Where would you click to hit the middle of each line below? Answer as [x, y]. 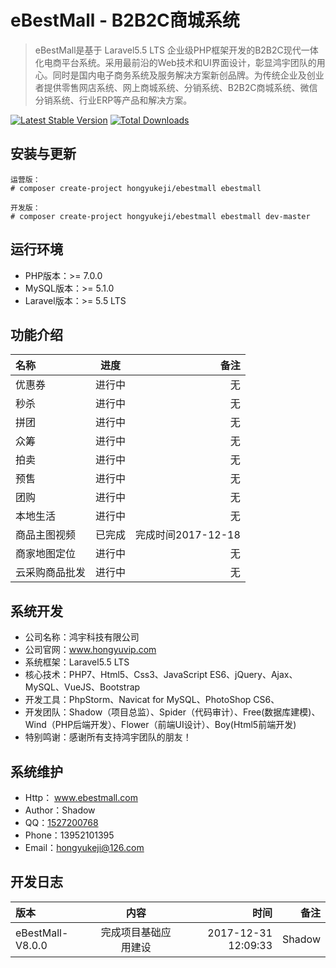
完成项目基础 [131, 932]
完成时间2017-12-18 [188, 535]
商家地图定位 [46, 554]
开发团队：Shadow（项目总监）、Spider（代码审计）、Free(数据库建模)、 [172, 712]
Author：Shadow [60, 810]
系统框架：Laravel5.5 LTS [77, 662]
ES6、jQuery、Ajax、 [253, 675]
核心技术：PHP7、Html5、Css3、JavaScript [116, 675]
